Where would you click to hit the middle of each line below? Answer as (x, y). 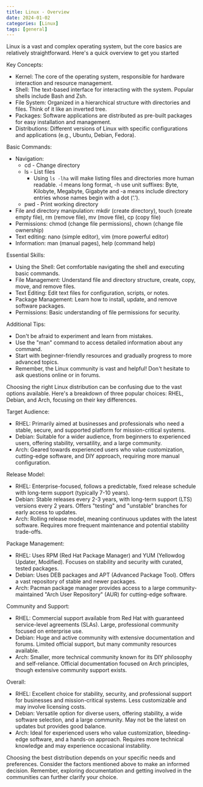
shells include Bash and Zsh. (51, 96)
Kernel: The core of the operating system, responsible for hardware (100, 76)
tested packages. (37, 569)
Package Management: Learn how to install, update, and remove (96, 300)
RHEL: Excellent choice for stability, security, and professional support (103, 694)
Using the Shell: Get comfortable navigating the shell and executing (100, 267)
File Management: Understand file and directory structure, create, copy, (105, 280)
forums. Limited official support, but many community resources (96, 644)
